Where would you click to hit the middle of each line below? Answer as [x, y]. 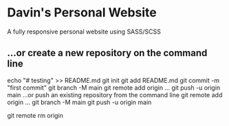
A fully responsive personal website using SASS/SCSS [84, 32]
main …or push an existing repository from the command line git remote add [115, 94]
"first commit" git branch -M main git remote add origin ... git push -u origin [114, 88]
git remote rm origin [35, 115]
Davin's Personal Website [82, 13]
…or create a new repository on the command [107, 53]
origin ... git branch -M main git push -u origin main [79, 102]
